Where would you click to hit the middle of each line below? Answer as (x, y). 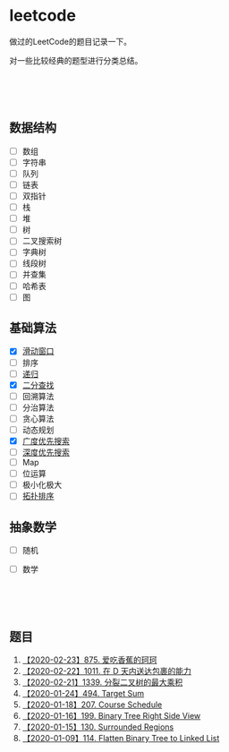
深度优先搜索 (46, 452)
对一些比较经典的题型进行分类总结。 (76, 60)
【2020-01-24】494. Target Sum (83, 694)
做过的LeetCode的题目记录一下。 (71, 41)
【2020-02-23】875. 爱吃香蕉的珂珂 (89, 660)
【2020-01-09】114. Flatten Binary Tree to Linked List (121, 739)
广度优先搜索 (46, 440)
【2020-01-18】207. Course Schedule (92, 705)
